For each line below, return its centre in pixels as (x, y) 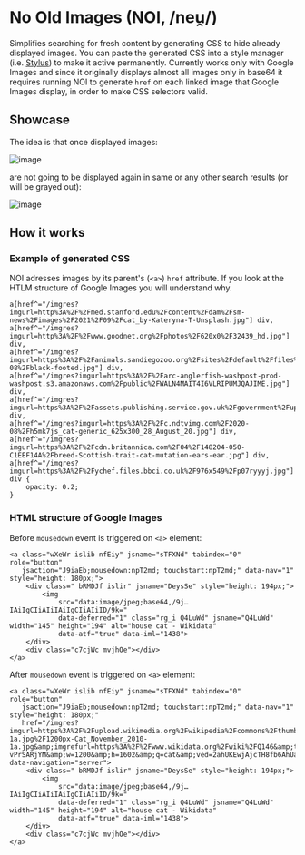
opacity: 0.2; (52, 487)
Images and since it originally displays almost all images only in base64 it (146, 72)
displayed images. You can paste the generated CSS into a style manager (147, 53)
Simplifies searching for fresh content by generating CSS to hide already (145, 43)
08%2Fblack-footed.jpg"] (56, 369)
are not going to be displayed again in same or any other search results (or (149, 177)
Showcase (40, 120)
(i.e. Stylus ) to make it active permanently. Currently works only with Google (152, 62)
